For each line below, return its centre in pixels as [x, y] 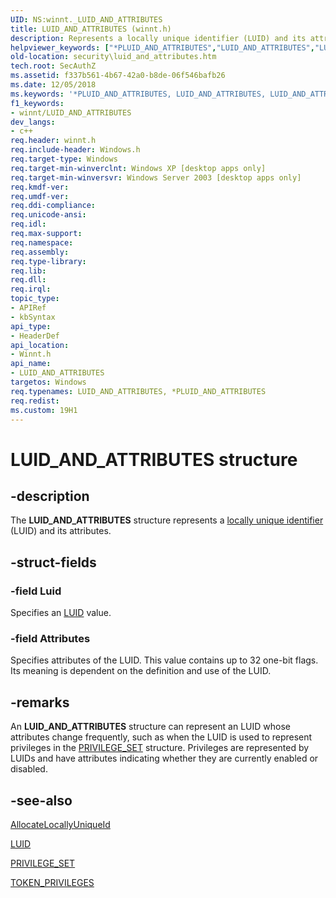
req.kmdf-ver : [40, 187]
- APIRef [28, 308]
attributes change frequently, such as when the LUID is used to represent [161, 737]
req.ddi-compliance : [53, 206]
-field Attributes [50, 638]
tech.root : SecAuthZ [53, 66]
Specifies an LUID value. [61, 613]
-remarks [40, 702]
